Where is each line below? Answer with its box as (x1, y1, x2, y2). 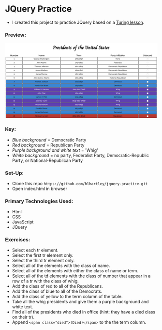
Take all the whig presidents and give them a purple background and (12, 299, 149, 305)
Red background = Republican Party (12, 142, 85, 148)
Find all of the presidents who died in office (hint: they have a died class (12, 309, 156, 315)
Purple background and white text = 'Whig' (12, 147, 98, 153)
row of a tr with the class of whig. (12, 278, 79, 284)
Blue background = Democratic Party (12, 137, 87, 142)
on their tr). (12, 314, 35, 320)
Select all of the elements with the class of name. (12, 263, 110, 268)
